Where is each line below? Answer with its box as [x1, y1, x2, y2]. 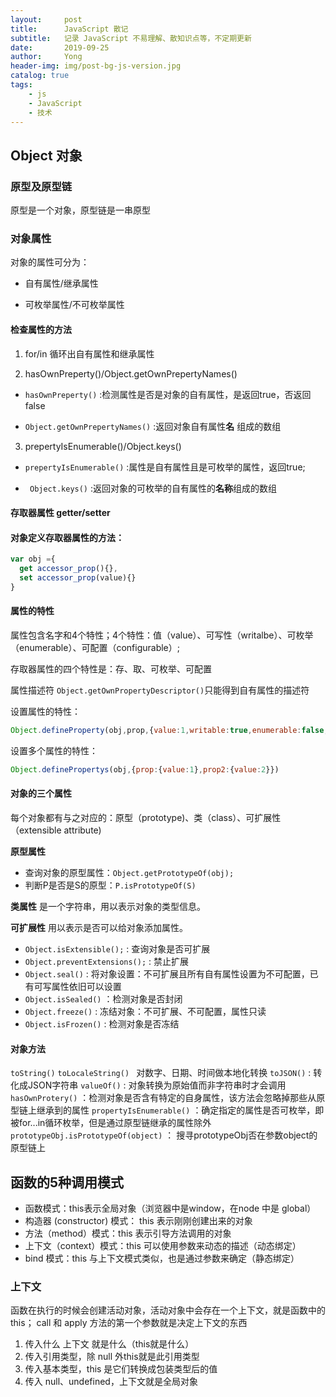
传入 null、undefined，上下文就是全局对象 [24, 1376, 198, 1388]
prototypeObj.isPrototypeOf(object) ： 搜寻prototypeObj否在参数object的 [10, 1129, 318, 1141]
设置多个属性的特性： [10, 744, 98, 756]
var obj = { [10, 554, 56, 565]
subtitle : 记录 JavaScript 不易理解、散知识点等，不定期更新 [10, 33, 252, 43]
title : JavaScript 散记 [10, 24, 129, 34]
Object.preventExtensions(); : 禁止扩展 [24, 956, 190, 968]
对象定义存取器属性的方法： [10, 531, 125, 543]
